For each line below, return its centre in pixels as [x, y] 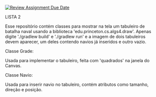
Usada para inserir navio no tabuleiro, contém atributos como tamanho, [77, 84]
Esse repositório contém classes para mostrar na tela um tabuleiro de [75, 26]
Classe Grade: [19, 51]
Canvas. [13, 66]
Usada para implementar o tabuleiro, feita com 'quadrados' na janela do [78, 60]
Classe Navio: [19, 75]
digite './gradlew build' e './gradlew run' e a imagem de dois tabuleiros [75, 37]
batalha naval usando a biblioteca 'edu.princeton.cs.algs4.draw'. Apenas [78, 31]
